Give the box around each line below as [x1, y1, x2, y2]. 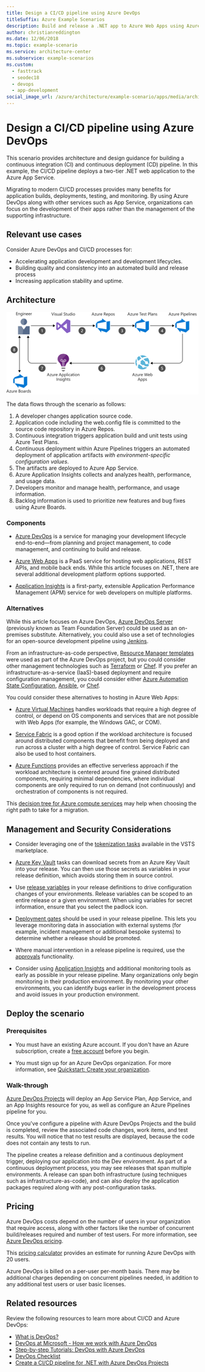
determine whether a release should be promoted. [15, 935, 142, 942]
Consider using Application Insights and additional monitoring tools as [15, 965, 191, 972]
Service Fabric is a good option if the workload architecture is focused [15, 731, 192, 738]
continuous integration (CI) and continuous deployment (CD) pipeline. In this [6, 160, 198, 168]
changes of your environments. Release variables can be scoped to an [15, 890, 193, 897]
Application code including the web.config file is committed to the [15, 418, 181, 426]
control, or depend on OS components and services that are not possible [15, 712, 199, 720]
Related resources [6, 1298, 77, 1309]
